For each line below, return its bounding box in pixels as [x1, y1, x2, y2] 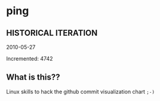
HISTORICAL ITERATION [6, 28, 98, 38]
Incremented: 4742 [6, 55, 53, 62]
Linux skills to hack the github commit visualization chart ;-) [6, 88, 155, 95]
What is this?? [6, 72, 60, 83]
